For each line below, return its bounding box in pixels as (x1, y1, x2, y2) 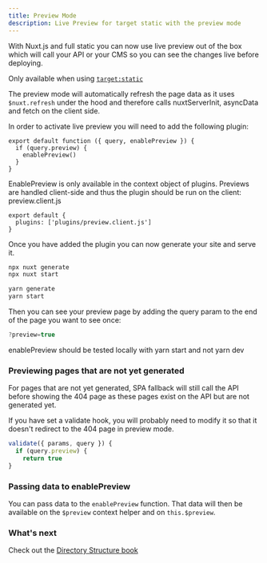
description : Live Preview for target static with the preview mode (8, 19, 241, 27)
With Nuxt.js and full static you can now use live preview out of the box (8, 41, 242, 50)
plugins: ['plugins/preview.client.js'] (15, 218, 152, 226)
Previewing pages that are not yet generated (8, 365, 185, 376)
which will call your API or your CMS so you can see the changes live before (8, 50, 260, 59)
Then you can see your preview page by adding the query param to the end (8, 307, 257, 316)
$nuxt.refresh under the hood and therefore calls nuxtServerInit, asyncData (8, 97, 259, 107)
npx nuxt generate (8, 263, 70, 272)
